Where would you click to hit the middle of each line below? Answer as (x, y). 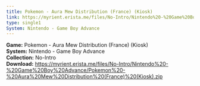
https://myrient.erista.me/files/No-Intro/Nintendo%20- (101, 64)
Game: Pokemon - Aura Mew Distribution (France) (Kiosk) (77, 45)
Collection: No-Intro (31, 58)
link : (13, 17)
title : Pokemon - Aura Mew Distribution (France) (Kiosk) (79, 12)
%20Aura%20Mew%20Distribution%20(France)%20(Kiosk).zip (85, 77)
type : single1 (24, 23)
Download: (20, 64)
